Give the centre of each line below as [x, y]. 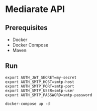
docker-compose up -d [28, 103]
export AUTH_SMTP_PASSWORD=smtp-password [49, 95]
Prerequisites [26, 28]
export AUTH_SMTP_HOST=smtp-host [40, 82]
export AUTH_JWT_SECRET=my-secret [41, 77]
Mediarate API [35, 9]
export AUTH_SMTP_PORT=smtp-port [40, 86]
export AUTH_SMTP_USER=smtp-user [40, 90]
